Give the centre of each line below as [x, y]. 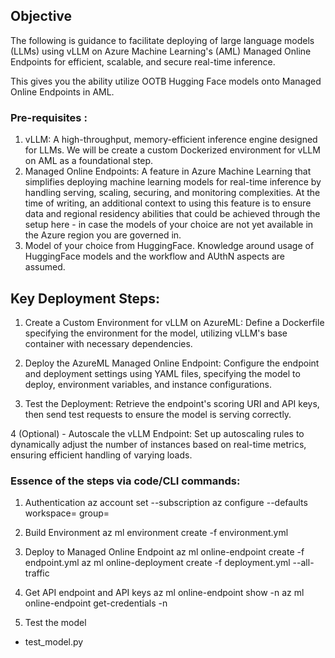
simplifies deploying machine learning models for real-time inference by [173, 182]
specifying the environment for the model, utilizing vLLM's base [156, 333]
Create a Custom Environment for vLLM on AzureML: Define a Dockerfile [174, 322]
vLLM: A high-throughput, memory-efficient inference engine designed [171, 140]
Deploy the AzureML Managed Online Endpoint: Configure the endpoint [172, 363]
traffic [37, 573]
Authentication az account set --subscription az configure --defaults [166, 503]
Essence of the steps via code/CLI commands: [125, 481]
